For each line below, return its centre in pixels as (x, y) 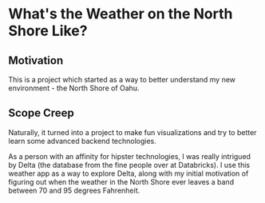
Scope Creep (41, 113)
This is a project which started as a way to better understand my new (122, 80)
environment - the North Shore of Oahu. (74, 88)
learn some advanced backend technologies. (83, 141)
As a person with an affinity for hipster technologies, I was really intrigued (130, 156)
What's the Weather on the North (121, 14)
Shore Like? (48, 31)
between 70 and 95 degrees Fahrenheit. (74, 190)
